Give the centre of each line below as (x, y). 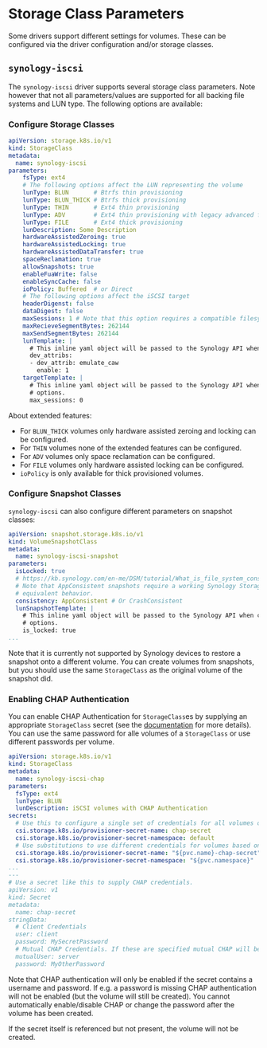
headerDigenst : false (58, 304)
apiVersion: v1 (33, 890)
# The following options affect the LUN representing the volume (133, 185)
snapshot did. (31, 678)
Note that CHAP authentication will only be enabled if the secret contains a (130, 979)
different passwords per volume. (62, 742)
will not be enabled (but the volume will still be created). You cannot (119, 996)
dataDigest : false (53, 312)
